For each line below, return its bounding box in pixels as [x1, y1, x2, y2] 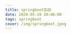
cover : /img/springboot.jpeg [5, 21, 66, 26]
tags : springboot [5, 16, 42, 21]
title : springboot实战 [5, 7, 51, 12]
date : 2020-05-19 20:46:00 [5, 12, 62, 17]
